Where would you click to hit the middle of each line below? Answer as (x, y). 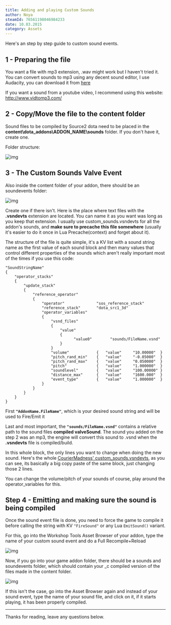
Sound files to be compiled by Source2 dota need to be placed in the (77, 126)
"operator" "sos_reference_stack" (93, 303)
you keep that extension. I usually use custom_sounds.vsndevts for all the (82, 221)
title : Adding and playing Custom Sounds (50, 10)
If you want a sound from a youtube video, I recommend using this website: (84, 92)
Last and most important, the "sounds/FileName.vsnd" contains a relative (81, 426)
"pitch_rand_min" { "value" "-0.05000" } (107, 357)
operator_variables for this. (33, 484)
